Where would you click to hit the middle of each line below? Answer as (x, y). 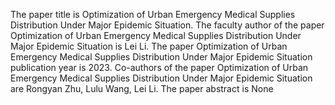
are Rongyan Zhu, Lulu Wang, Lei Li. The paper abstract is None (142, 88)
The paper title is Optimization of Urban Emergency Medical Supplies (153, 14)
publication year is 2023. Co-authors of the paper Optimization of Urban (159, 67)
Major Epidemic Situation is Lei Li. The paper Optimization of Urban (149, 46)
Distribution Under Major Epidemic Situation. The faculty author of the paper (167, 25)
